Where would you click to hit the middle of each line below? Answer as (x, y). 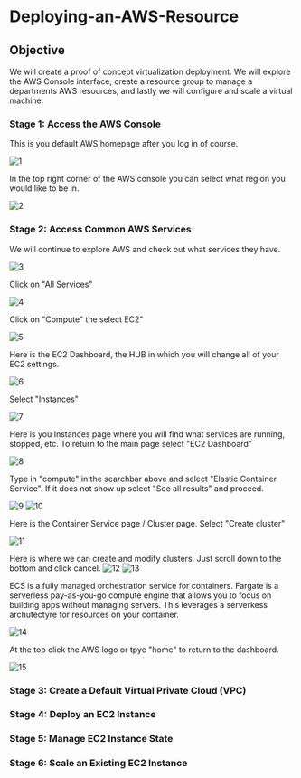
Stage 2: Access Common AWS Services (100, 230)
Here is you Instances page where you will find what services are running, (147, 434)
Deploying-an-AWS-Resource (124, 17)
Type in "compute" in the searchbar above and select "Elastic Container (143, 479)
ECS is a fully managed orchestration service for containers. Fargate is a (144, 585)
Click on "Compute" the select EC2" (76, 319)
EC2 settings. (34, 364)
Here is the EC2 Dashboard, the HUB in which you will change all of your (144, 354)
